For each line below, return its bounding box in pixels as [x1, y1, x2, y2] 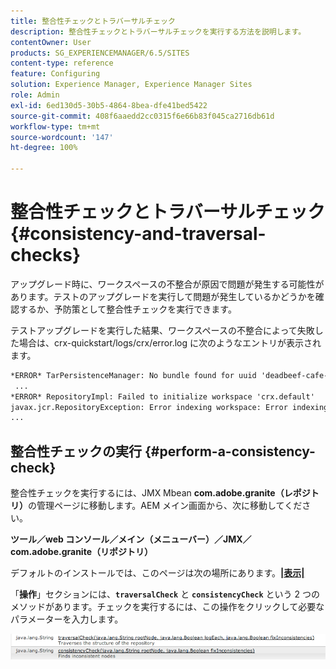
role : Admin [10, 90, 60, 100]
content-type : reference [10, 58, 114, 69]
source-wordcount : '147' [10, 132, 114, 142]
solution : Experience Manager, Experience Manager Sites [10, 80, 253, 90]
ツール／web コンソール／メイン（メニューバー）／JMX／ [10, 533, 252, 545]
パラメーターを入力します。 [10, 613, 124, 625]
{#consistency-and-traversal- [10, 223, 267, 245]
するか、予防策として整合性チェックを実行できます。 [18, 303, 237, 315]
